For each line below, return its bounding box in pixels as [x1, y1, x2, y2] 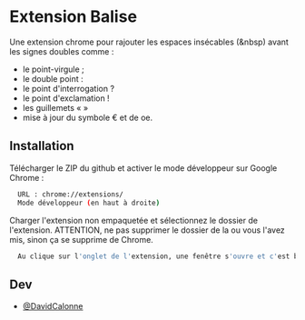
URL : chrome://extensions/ [17, 189, 124, 199]
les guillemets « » [22, 102, 89, 113]
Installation [9, 138, 74, 154]
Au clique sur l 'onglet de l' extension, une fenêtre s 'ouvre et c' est [17, 252, 290, 261]
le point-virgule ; [22, 64, 84, 75]
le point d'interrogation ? [22, 83, 115, 94]
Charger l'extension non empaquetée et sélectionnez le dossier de [9, 215, 259, 225]
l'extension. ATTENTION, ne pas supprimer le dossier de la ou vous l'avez [9, 225, 286, 235]
